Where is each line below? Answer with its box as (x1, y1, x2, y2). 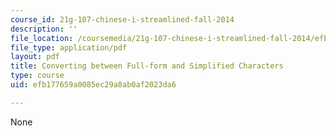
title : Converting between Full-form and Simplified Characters (10, 61, 284, 71)
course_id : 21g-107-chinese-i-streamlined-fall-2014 (10, 14, 235, 25)
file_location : (10, 33, 74, 43)
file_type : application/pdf (10, 42, 128, 53)
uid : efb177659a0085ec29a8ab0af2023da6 (10, 80, 177, 90)
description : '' (10, 24, 78, 34)
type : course (10, 71, 65, 81)
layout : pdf (10, 52, 60, 62)
